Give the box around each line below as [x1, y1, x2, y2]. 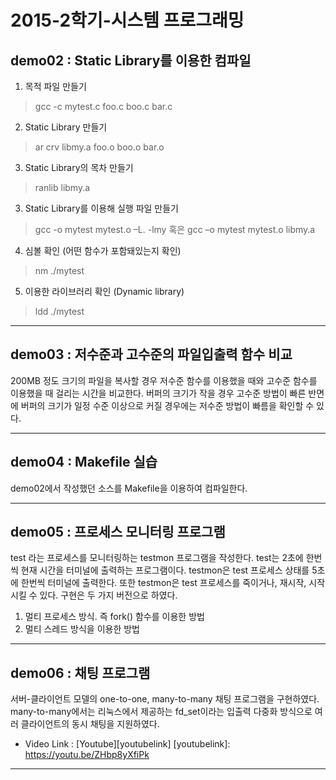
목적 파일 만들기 [24, 81, 87, 92]
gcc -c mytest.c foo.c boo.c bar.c [34, 101, 173, 112]
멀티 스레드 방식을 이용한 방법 [24, 623, 140, 635]
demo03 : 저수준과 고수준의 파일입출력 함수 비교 [10, 346, 293, 363]
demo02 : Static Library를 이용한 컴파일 [10, 52, 252, 69]
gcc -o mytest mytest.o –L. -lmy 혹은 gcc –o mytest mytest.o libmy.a [34, 224, 316, 235]
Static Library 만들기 [24, 121, 108, 133]
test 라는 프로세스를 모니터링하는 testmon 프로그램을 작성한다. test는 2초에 [10, 552, 304, 564]
